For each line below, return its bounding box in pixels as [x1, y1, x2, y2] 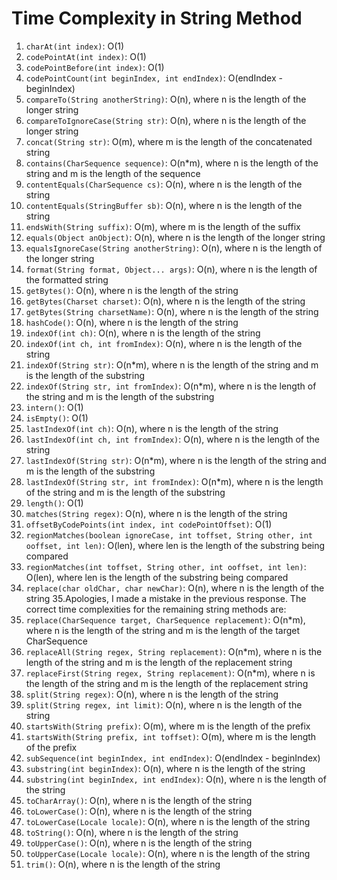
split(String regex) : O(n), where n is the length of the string [25, 688, 279, 700]
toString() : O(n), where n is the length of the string [25, 826, 239, 838]
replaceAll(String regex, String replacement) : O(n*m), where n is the [25, 645, 323, 657]
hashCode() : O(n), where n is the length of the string [25, 316, 239, 328]
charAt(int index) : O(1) [25, 40, 125, 52]
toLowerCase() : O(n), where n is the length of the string [25, 805, 253, 817]
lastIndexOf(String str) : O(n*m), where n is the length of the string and [25, 454, 327, 466]
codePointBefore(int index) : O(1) [25, 61, 165, 73]
